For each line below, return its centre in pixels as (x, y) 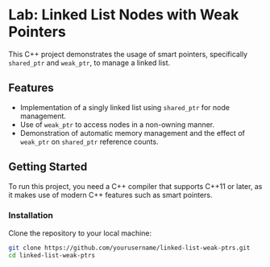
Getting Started (48, 167)
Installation (31, 216)
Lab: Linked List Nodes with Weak (124, 15)
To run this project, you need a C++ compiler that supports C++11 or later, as (135, 186)
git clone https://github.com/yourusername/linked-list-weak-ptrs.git (129, 248)
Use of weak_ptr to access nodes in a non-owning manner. (117, 124)
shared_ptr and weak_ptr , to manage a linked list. (89, 63)
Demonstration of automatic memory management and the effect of (133, 133)
